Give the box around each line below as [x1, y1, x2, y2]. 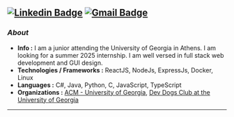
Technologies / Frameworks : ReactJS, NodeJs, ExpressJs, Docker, [17, 65, 214, 74]
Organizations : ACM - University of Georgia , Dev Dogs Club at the [17, 88, 210, 96]
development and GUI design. [17, 58, 103, 67]
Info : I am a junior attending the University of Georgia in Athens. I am [17, 43, 217, 52]
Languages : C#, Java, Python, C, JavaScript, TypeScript [17, 81, 182, 89]
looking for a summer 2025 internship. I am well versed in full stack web [17, 51, 224, 59]
